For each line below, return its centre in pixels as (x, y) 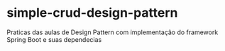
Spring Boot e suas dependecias (54, 39)
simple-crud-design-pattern (92, 13)
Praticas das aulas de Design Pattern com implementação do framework (112, 32)
